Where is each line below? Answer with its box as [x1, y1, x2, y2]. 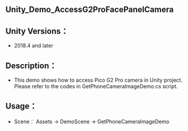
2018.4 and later [13, 42, 53, 49]
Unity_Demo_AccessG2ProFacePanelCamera [5, 5, 174, 15]
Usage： [5, 101, 37, 111]
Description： [5, 61, 57, 70]
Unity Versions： [5, 26, 69, 36]
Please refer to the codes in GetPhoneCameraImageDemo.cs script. [13, 83, 178, 90]
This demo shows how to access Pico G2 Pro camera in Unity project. [13, 76, 183, 84]
